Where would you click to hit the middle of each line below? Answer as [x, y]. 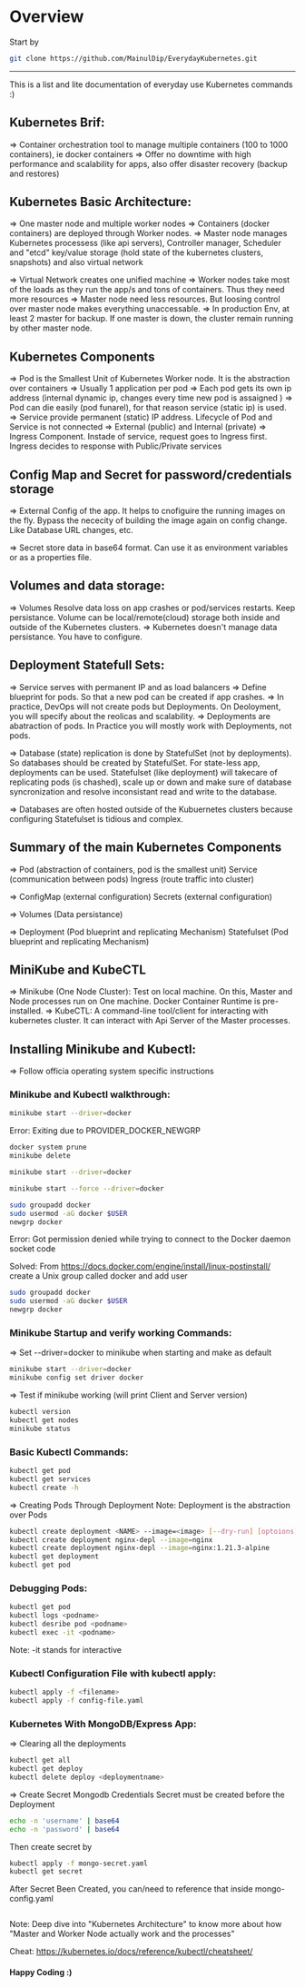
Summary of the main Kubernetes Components [146, 848]
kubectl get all [40, 1760]
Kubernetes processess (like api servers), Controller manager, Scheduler [145, 243]
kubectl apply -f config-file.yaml [77, 1700]
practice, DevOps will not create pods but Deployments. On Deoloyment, [145, 707]
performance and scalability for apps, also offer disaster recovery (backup [148, 163]
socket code [33, 1249]
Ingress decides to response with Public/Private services [116, 446]
